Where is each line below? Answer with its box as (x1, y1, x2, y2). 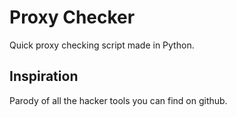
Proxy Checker (9, 6, 136, 29)
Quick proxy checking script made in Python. (9, 39, 195, 51)
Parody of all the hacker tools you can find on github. (9, 94, 228, 106)
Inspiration (9, 68, 79, 85)
